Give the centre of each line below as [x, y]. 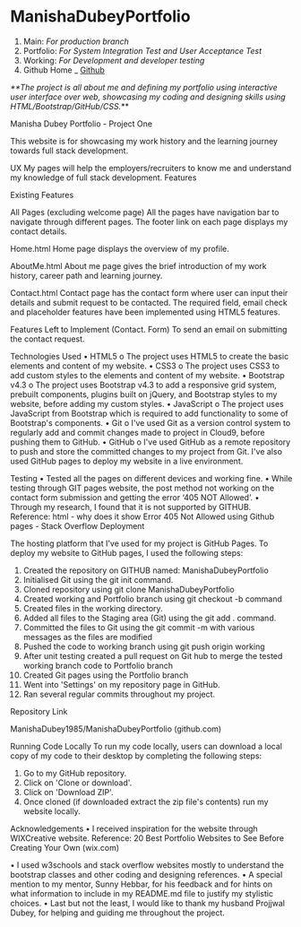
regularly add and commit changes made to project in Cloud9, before [138, 432]
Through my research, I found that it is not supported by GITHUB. [131, 507]
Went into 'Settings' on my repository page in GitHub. [121, 684]
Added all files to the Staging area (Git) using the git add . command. [150, 618]
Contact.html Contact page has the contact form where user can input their [149, 292]
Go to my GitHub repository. [75, 773]
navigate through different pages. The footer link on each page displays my [149, 221]
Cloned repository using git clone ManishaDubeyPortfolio [129, 589]
